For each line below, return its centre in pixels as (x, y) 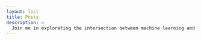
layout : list (23, 11)
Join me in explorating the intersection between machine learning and (104, 28)
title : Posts (23, 17)
